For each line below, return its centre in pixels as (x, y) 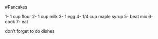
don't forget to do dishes (30, 31)
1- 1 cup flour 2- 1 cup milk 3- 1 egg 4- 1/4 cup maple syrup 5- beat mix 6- (79, 16)
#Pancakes (16, 7)
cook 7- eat (17, 22)
